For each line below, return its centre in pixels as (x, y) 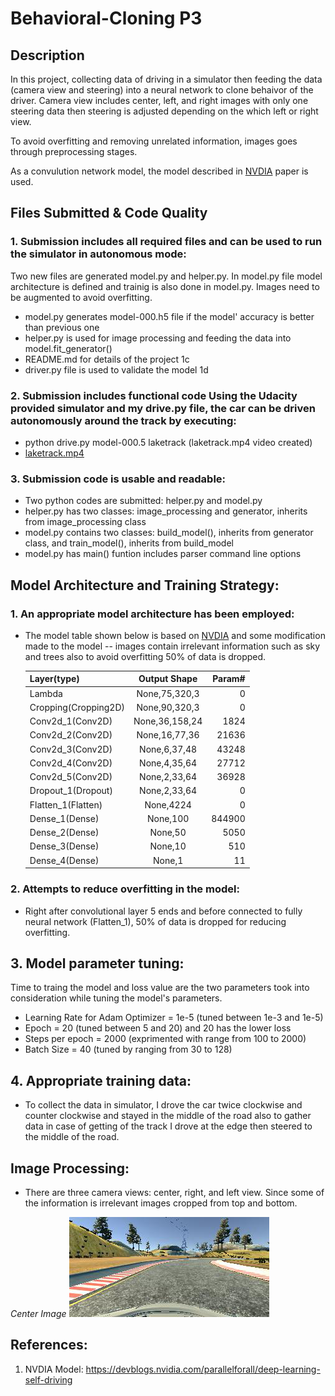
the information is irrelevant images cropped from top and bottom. (161, 1203)
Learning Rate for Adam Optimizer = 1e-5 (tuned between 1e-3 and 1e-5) (174, 1018)
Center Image (38, 1313)
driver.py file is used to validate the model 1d (116, 369)
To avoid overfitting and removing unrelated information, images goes (154, 141)
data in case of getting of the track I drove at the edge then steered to (168, 1126)
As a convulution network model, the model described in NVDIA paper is (159, 171)
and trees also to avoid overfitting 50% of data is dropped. (145, 656)
